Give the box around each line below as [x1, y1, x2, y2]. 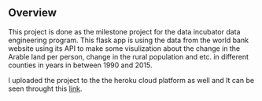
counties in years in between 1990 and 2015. [8, 60, 153, 70]
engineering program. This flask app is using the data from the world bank [8, 35, 249, 45]
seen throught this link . [8, 84, 83, 93]
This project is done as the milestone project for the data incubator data [8, 27, 241, 36]
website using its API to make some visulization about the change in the [8, 43, 241, 53]
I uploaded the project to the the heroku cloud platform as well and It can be [8, 75, 254, 85]
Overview [8, 6, 57, 20]
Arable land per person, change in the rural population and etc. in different [8, 52, 249, 61]
